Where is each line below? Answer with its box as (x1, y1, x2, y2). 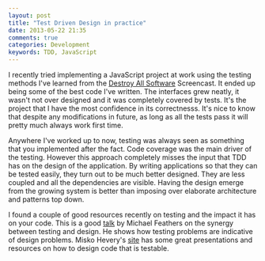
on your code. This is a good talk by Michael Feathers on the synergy (8, 218, 234, 228)
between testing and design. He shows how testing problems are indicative (8, 227, 253, 236)
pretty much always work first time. (8, 120, 124, 130)
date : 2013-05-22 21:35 (8, 26, 87, 34)
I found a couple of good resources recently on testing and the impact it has (8, 210, 256, 219)
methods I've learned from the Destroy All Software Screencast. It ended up (8, 78, 256, 88)
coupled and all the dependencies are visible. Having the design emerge (8, 178, 244, 187)
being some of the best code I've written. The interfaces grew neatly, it (8, 87, 240, 96)
